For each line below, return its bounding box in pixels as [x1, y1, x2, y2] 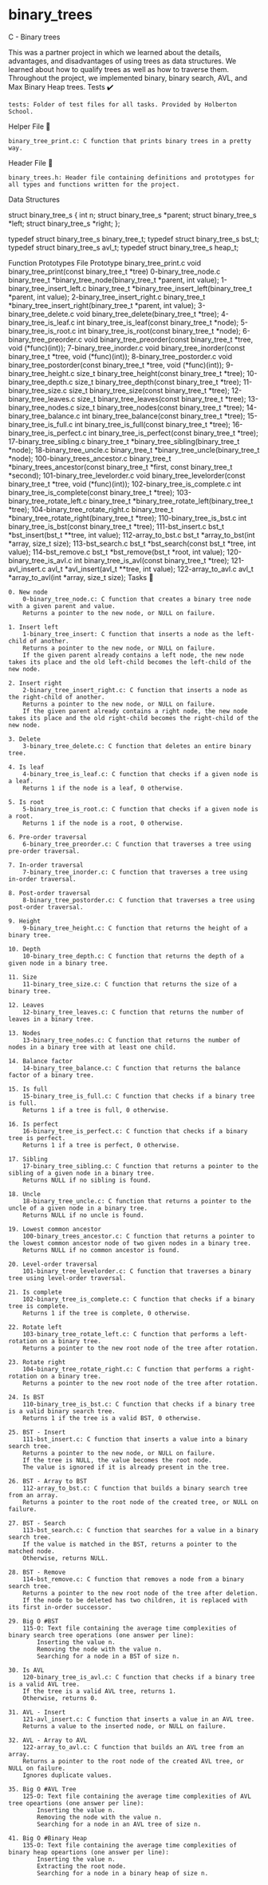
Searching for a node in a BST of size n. [37, 1652, 180, 1660]
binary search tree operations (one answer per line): [8, 1631, 195, 1639]
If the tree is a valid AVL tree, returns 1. [22, 1687, 177, 1695]
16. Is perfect [8, 1120, 59, 1128]
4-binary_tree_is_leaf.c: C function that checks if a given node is [22, 770, 259, 778]
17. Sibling [8, 1155, 48, 1163]
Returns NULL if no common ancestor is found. [22, 1246, 180, 1254]
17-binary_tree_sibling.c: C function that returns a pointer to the [22, 1162, 259, 1170]
